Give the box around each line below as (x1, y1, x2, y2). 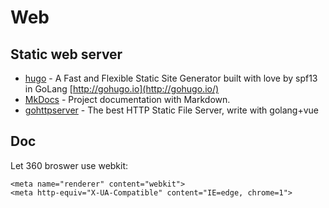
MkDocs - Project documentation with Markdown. (24, 94, 231, 105)
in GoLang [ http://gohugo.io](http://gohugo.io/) (24, 83, 220, 95)
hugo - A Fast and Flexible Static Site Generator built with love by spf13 (24, 72, 318, 84)
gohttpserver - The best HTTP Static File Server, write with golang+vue (24, 104, 319, 116)
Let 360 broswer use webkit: (10, 159, 129, 171)
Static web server (10, 46, 123, 63)
